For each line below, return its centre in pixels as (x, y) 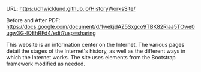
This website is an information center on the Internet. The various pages (95, 45)
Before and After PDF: (33, 20)
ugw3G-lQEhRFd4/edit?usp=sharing (51, 33)
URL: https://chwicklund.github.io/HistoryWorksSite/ (71, 9)
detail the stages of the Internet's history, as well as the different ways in (96, 51)
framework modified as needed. (46, 64)
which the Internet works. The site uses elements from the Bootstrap (91, 57)
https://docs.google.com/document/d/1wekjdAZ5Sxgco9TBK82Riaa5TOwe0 (100, 27)
